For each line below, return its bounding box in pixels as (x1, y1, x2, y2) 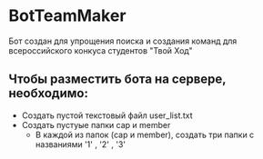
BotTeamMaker (8, 5, 126, 26)
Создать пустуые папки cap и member (21, 119, 171, 130)
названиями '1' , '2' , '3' (35, 138, 126, 150)
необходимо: (8, 85, 88, 101)
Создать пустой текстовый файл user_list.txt (21, 110, 193, 121)
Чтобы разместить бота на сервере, (8, 72, 227, 87)
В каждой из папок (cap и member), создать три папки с (35, 129, 255, 140)
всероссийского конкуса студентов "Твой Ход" (8, 45, 193, 55)
